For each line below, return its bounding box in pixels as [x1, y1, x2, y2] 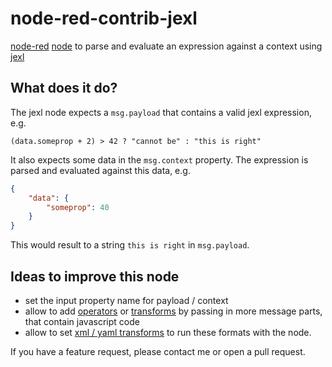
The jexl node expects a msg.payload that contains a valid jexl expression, [10, 106, 312, 118]
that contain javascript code [24, 315, 140, 327]
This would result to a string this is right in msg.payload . [10, 239, 250, 251]
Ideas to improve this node [10, 268, 180, 285]
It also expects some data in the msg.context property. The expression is [10, 153, 309, 166]
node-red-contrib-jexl [10, 7, 198, 30]
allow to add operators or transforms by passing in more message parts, [24, 305, 323, 317]
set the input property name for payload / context [24, 294, 229, 306]
